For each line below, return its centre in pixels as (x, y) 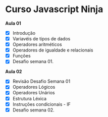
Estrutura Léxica (30, 98)
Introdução (24, 33)
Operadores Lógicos (34, 87)
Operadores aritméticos (37, 44)
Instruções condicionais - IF (41, 104)
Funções (22, 56)
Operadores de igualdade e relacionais (53, 50)
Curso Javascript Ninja (54, 9)
